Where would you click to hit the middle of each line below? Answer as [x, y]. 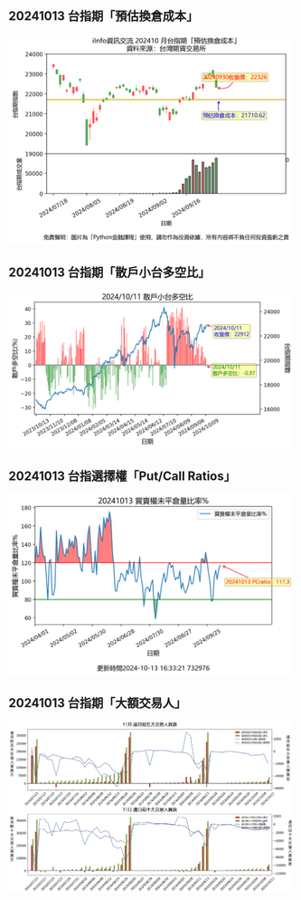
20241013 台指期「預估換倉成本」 [103, 16]
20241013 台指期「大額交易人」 [98, 703]
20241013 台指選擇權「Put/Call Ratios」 [122, 477]
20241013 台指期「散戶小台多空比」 [109, 272]
